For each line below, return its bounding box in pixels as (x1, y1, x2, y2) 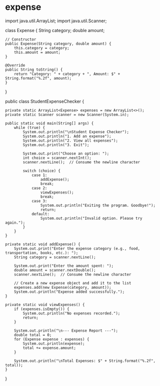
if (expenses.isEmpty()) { (14, 307, 70, 311)
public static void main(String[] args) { (5, 120, 94, 126)
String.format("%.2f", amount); (5, 76, 72, 80)
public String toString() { (5, 67, 63, 72)
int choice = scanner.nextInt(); (23, 155, 92, 160)
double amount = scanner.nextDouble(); (14, 268, 96, 272)
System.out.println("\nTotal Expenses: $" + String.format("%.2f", (14, 358, 156, 363)
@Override (5, 63, 26, 68)
